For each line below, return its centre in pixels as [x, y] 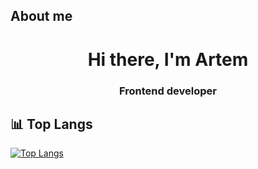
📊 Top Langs [51, 124]
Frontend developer [168, 91]
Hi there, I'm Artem [168, 59]
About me [41, 16]
